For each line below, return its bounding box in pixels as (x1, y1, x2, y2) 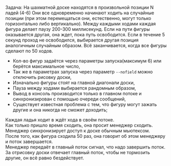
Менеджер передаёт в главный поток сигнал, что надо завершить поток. (5, 144, 165, 150)
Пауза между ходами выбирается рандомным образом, (12, 85, 136, 91)
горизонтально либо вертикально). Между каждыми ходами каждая (5, 20, 156, 27)
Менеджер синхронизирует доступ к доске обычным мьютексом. (5, 128, 150, 134)
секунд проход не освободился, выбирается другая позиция (5, 37, 139, 43)
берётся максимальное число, (12, 64, 80, 69)
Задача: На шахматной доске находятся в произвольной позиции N (5, 5, 154, 10)
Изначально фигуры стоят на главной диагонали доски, (12, 79, 135, 86)
